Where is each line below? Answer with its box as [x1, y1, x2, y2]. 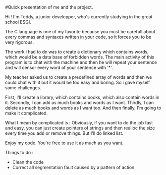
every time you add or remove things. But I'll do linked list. [5, 130, 124, 136]
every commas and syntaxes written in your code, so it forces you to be [5, 34, 152, 40]
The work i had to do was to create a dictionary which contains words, [5, 49, 149, 55]
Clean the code [12, 159, 44, 165]
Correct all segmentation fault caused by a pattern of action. [12, 165, 136, 170]
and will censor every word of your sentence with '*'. [5, 64, 113, 70]
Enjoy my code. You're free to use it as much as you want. [5, 140, 124, 146]
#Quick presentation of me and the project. [5, 4, 93, 10]
